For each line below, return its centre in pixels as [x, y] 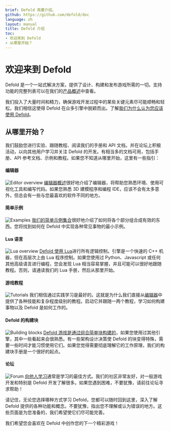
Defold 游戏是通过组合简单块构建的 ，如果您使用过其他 [99, 332]
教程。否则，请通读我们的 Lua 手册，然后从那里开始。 [61, 270]
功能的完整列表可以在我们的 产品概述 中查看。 [52, 91]
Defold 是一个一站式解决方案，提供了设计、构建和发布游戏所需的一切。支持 [84, 85]
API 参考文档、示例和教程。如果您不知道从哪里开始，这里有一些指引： [87, 158]
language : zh [19, 19]
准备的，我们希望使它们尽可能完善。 [69, 412]
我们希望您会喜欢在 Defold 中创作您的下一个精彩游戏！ [62, 423]
